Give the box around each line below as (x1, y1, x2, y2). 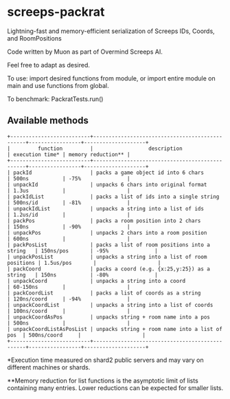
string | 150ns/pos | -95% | (7, 247, 158, 255)
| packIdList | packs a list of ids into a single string (7, 193, 220, 200)
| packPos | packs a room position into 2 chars (7, 217, 201, 224)
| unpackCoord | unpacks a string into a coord (7, 277, 186, 284)
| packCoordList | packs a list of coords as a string (7, 290, 201, 296)
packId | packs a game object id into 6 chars (13, 169, 205, 176)
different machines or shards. (7, 363, 91, 371)
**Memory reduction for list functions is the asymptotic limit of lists (7, 376, 199, 385)
